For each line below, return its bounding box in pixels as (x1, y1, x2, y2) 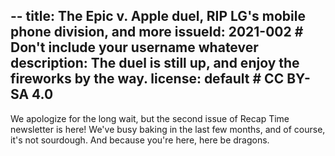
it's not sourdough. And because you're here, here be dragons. (10, 134, 270, 146)
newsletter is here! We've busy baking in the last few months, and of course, (10, 123, 326, 135)
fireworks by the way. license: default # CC (10, 70, 285, 88)
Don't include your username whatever (10, 39, 259, 56)
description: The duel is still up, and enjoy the (10, 55, 300, 72)
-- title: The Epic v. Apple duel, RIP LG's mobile (10, 8, 306, 25)
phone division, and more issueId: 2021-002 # (10, 24, 304, 41)
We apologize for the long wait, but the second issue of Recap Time (10, 112, 290, 124)
